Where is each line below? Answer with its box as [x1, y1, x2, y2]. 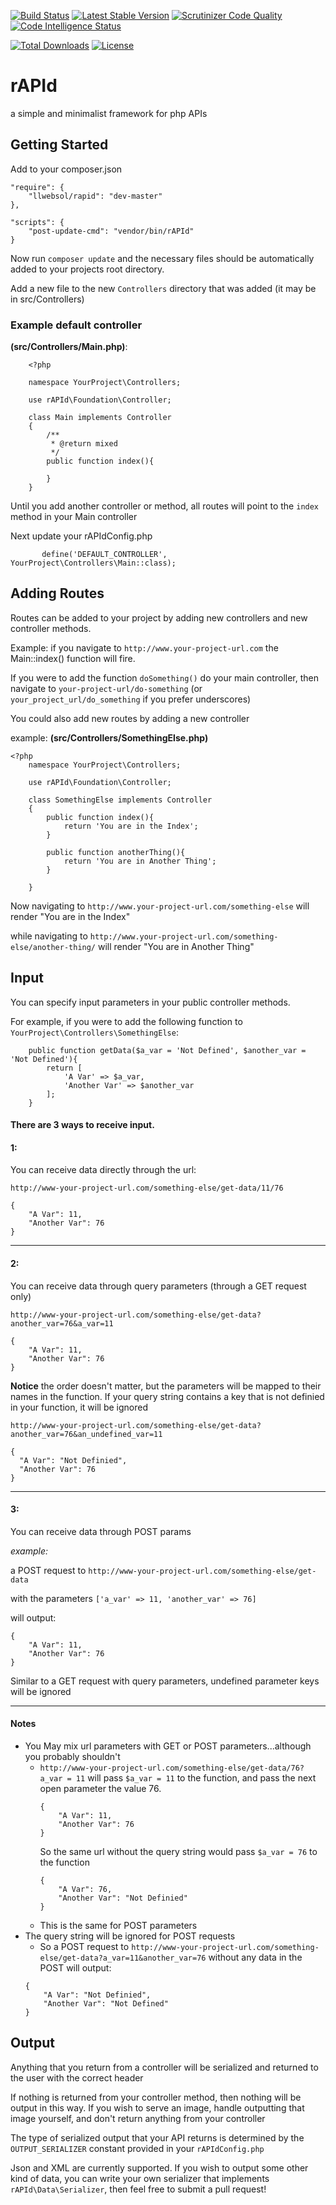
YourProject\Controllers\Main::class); [10, 558, 177, 569]
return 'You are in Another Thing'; [63, 856, 217, 866]
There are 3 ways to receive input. [10, 1119, 155, 1131]
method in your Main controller [10, 511, 138, 523]
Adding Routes [10, 585, 105, 602]
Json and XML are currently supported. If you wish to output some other [10, 2161, 309, 2174]
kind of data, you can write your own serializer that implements [10, 2172, 270, 2184]
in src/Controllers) [10, 293, 85, 305]
